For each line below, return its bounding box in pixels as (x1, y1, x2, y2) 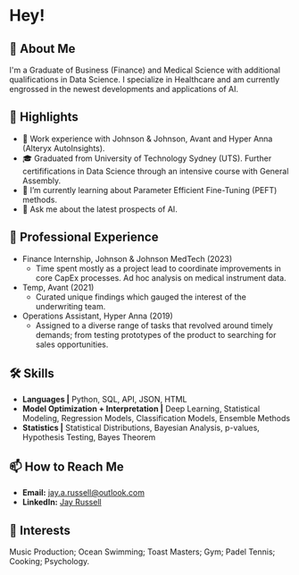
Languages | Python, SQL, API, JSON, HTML (21, 394, 187, 405)
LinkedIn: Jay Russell (21, 497, 102, 508)
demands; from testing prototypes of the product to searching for (35, 329, 277, 340)
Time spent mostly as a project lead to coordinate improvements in (35, 263, 281, 274)
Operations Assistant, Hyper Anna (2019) (21, 310, 174, 321)
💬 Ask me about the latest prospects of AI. (21, 203, 179, 215)
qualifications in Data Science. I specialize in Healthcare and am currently (9, 74, 280, 85)
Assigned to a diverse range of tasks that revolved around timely (35, 319, 274, 331)
